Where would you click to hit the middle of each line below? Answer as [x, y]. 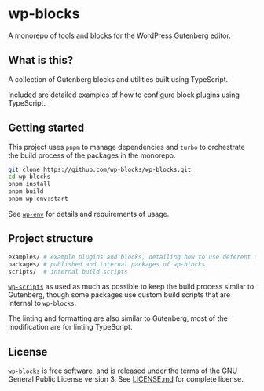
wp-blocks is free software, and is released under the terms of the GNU [123, 371]
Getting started [46, 128]
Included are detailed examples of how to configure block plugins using [124, 95]
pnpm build [26, 192]
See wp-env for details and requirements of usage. [89, 214]
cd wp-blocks [29, 177]
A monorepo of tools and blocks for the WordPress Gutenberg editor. [120, 35]
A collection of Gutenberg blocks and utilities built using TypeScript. [118, 79]
